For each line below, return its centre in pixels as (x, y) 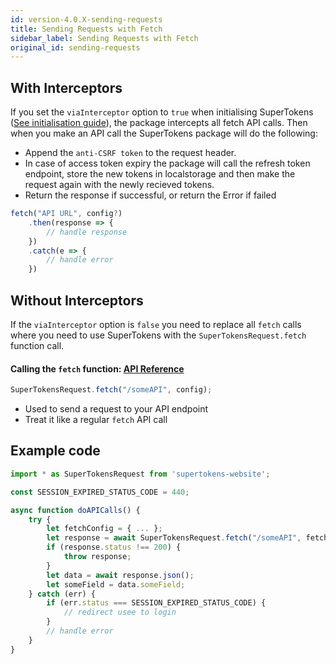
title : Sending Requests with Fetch (86, 29)
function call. (37, 345)
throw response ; (97, 557)
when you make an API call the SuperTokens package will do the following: (164, 133)
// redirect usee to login (120, 612)
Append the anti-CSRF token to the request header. (130, 153)
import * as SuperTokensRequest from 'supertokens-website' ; (140, 474)
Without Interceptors (77, 300)
